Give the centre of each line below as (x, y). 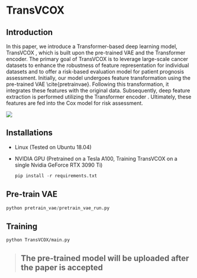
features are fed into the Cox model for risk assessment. (75, 103)
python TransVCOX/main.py (38, 240)
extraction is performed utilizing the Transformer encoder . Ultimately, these (99, 97)
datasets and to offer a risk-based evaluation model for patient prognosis (95, 71)
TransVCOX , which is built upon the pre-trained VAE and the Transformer (96, 53)
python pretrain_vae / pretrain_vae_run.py (58, 208)
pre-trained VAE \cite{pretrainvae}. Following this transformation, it (88, 84)
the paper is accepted (62, 267)
